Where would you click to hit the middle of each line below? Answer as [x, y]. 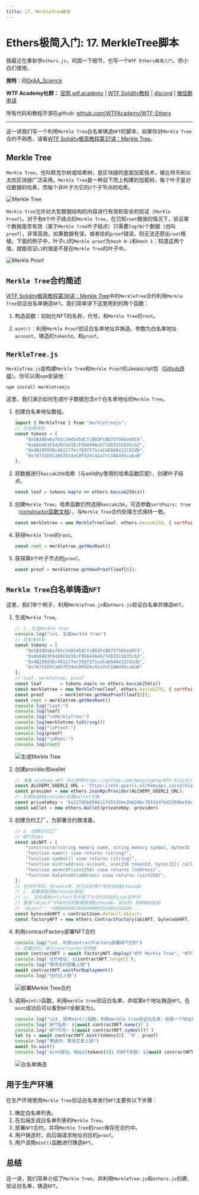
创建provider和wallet [40, 769]
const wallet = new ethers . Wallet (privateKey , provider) [86, 808]
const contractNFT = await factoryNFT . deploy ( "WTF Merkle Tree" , [97, 954]
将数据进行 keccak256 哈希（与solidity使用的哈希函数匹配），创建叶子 [97, 473]
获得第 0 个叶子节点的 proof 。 [49, 558]
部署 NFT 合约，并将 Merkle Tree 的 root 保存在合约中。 [78, 1127]
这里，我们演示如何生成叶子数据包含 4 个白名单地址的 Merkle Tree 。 [87, 399]
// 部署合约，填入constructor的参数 [55, 948]
